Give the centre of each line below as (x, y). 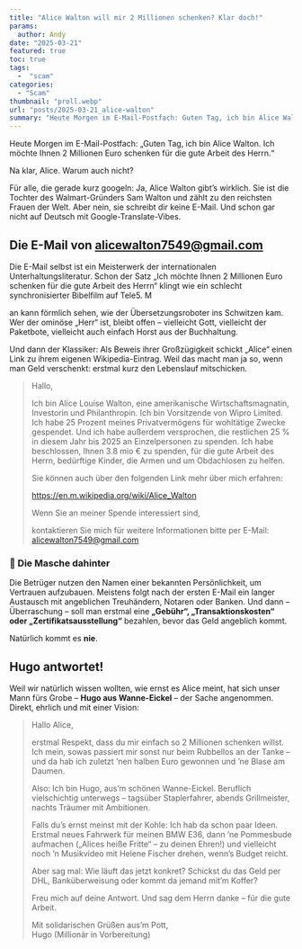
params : (24, 26)
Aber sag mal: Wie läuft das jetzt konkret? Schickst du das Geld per (156, 871)
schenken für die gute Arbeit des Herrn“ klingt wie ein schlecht (126, 285)
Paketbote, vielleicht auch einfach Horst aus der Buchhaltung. (124, 331)
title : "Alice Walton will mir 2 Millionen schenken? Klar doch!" (136, 18)
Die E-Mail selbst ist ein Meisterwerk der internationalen (113, 266)
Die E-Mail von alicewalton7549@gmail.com (136, 245)
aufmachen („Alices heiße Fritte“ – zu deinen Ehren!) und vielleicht (154, 844)
